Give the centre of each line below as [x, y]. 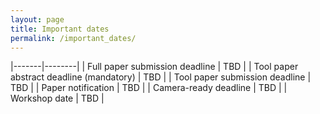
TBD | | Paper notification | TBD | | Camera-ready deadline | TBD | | [149, 88]
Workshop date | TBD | [57, 98]
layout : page [37, 19]
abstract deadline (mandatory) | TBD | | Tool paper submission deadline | [161, 77]
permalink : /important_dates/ [73, 38]
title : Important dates [60, 29]
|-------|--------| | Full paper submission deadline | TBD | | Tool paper [154, 67]
